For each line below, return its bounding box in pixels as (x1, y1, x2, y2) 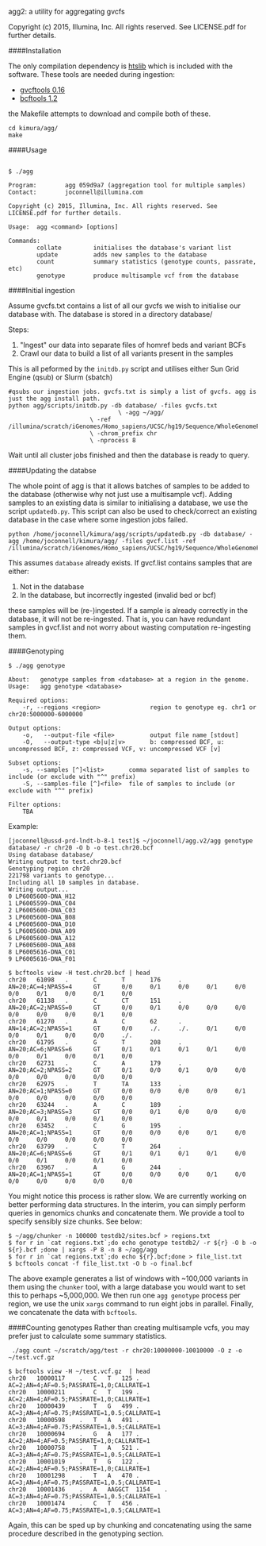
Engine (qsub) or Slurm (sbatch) (8, 372, 113, 382)
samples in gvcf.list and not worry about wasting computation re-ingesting (8, 623, 252, 632)
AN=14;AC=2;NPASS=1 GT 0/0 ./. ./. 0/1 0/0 (8, 1024, 246, 1032)
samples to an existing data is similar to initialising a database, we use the (8, 498, 249, 507)
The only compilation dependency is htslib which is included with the (8, 61, 234, 71)
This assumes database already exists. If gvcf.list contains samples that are (8, 558, 253, 567)
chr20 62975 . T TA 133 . (8, 1080, 182, 1088)
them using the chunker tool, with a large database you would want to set (8, 1282, 246, 1291)
